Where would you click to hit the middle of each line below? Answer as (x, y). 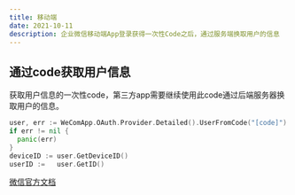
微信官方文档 (32, 182)
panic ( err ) (37, 139)
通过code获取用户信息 (70, 72)
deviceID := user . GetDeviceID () (69, 156)
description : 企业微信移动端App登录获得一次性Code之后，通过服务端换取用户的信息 (145, 34)
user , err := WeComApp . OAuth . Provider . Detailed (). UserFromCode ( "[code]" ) (148, 123)
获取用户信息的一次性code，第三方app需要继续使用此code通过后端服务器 (143, 95)
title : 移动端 (33, 17)
